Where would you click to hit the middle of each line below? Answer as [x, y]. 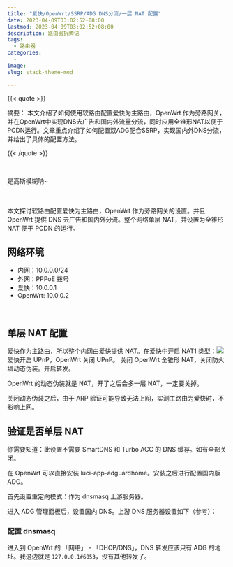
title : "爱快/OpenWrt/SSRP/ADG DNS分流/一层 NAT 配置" [84, 14]
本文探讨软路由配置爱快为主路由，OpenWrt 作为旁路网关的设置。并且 [106, 210]
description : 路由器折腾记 [43, 33]
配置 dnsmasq [31, 531]
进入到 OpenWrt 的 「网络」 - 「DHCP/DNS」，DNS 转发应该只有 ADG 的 [111, 548]
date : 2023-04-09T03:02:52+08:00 [56, 20]
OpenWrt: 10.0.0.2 [43, 296]
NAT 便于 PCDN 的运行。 [43, 228]
